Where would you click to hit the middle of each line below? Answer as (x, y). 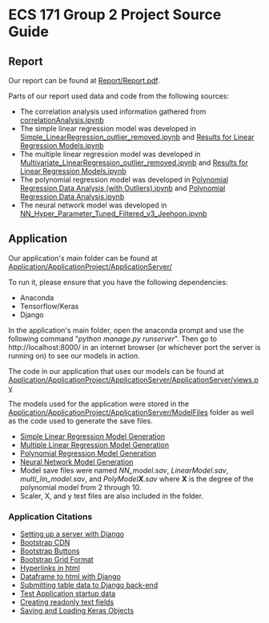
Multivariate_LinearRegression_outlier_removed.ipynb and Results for (134, 163)
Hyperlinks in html (50, 568)
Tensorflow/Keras (49, 306)
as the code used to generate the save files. (81, 420)
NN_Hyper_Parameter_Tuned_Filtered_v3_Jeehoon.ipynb (113, 213)
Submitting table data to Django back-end (89, 585)
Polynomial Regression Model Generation (88, 453)
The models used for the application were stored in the (99, 404)
